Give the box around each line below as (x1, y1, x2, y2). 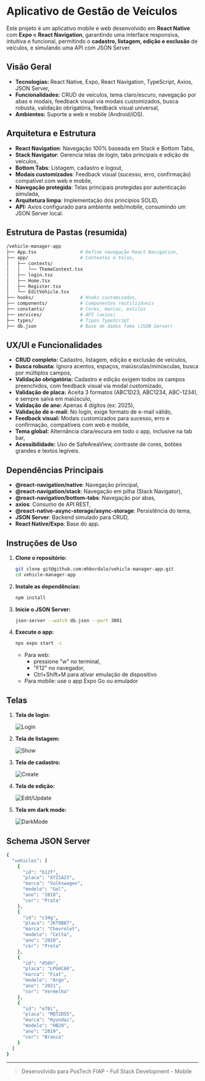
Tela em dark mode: (15, 806, 67, 814)
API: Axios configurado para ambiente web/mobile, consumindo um (15, 203, 186, 210)
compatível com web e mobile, (15, 177, 93, 184)
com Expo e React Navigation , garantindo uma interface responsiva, (6, 31, 180, 38)
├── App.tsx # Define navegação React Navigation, (6, 249, 179, 255)
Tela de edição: (15, 782, 55, 790)
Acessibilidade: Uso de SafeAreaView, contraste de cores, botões (15, 440, 182, 448)
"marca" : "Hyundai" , (22, 1017, 75, 1023)
